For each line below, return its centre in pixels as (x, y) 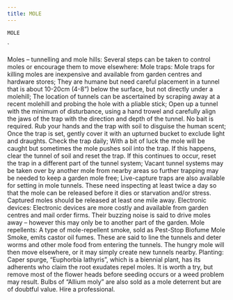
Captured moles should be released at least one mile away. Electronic (107, 200)
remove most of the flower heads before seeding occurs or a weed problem (116, 274)
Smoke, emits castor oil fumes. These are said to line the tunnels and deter (114, 237)
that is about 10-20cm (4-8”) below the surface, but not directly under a (110, 89)
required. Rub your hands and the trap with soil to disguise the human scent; (117, 126)
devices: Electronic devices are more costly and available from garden (108, 207)
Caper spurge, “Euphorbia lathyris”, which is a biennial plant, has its (104, 260)
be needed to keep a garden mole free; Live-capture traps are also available (116, 178)
